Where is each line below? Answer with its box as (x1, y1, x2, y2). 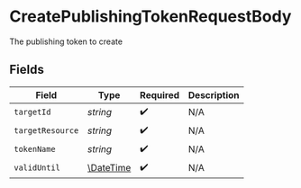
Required (139, 88, 180, 101)
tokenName (14, 144, 56, 155)
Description (187, 88, 240, 101)
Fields (9, 62, 45, 77)
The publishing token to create (9, 36, 123, 47)
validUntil (14, 163, 60, 173)
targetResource (14, 126, 79, 136)
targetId (14, 107, 51, 118)
